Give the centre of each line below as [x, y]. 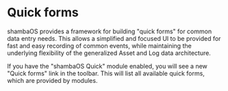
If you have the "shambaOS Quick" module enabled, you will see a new [107, 66]
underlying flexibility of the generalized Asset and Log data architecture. [109, 53]
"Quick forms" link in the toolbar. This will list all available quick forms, [106, 73]
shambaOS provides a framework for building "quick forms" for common [110, 31]
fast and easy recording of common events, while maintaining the [99, 45]
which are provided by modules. [52, 80]
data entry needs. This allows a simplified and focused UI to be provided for [114, 38]
